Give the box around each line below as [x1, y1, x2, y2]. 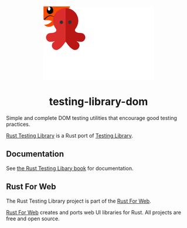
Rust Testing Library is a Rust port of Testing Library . [6, 132, 134, 139]
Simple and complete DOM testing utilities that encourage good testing [6, 114, 178, 121]
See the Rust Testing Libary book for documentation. [6, 165, 134, 172]
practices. [6, 120, 30, 128]
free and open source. [6, 215, 60, 222]
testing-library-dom [49, 95, 148, 109]
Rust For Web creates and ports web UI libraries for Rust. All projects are [6, 209, 182, 216]
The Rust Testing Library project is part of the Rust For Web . [6, 197, 151, 204]
